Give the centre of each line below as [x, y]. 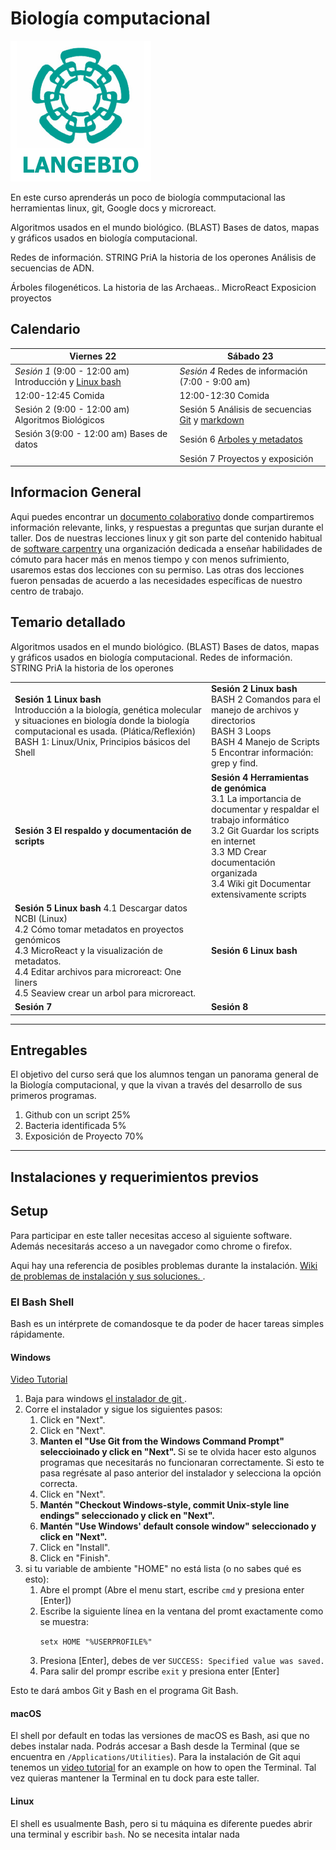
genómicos [37, 939]
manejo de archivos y [255, 710]
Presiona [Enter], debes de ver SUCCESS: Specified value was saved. [182, 1661]
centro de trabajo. [47, 591]
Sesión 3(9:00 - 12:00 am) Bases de [91, 434]
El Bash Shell [42, 1302]
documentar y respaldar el [265, 809]
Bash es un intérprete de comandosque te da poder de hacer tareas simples [167, 1323]
